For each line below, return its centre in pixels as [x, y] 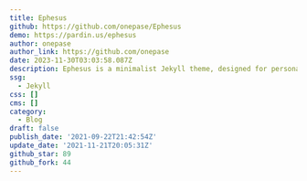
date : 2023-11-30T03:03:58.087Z [71, 60]
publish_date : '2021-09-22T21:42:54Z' [83, 137]
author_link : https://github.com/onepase [90, 52]
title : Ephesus [38, 18]
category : [28, 112]
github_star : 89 [40, 154]
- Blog [30, 120]
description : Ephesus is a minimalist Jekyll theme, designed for [138, 69]
